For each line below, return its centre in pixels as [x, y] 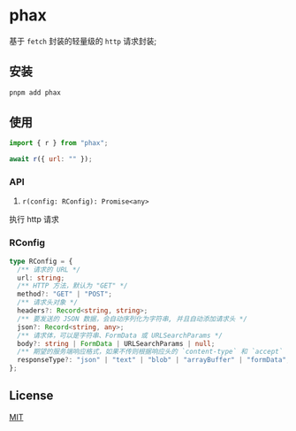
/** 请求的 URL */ [49, 269]
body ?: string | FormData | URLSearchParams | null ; [116, 343]
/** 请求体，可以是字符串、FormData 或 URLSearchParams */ [120, 335]
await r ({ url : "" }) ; [51, 159]
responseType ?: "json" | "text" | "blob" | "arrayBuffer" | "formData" [152, 360]
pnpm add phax [35, 92]
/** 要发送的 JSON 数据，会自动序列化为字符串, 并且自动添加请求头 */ [132, 319]
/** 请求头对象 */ [47, 303]
